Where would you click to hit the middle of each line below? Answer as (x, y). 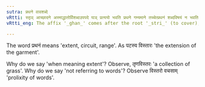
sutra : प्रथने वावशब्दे (27, 12)
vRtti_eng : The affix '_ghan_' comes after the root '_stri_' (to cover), (103, 23)
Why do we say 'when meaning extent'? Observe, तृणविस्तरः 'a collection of (98, 64)
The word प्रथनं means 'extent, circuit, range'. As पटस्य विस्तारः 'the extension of (101, 45)
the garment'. (23, 53)
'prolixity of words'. (31, 78)
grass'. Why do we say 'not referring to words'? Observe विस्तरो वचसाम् (92, 71)
